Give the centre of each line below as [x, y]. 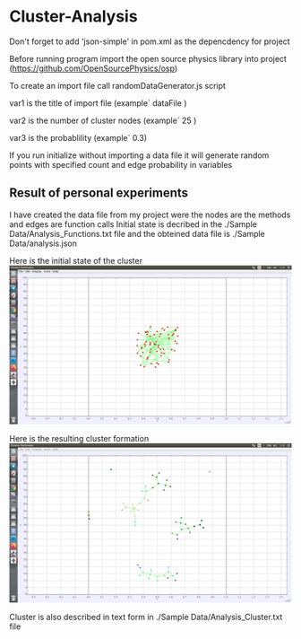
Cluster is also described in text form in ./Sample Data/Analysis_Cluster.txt [146, 617]
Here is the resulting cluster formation [79, 439]
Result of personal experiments [99, 193]
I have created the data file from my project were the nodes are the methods [150, 214]
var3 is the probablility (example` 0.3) [78, 137]
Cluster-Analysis [73, 17]
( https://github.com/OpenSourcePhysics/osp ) [94, 68]
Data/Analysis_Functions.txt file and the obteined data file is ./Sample [138, 233]
